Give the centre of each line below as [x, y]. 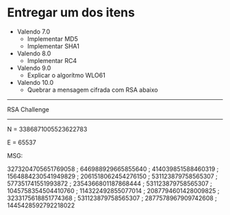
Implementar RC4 [52, 60]
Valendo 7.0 [34, 31]
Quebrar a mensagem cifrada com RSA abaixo [93, 90]
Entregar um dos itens [71, 13]
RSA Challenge [28, 109]
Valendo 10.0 [35, 82]
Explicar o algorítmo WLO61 [66, 75]
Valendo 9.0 [34, 68]
